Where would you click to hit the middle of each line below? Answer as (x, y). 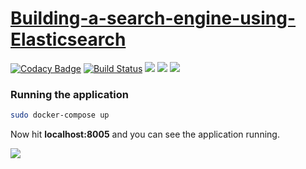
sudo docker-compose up (60, 115)
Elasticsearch (68, 39)
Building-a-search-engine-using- (153, 18)
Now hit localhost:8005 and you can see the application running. (145, 134)
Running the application (69, 94)
